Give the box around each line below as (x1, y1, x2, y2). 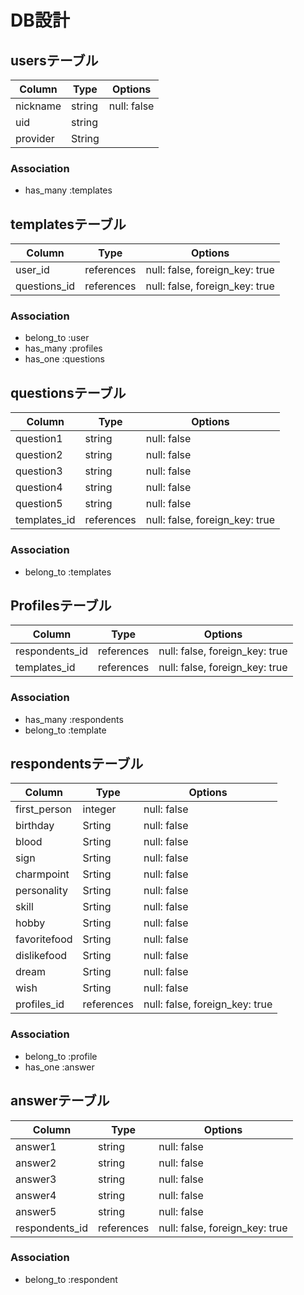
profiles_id (15, 997, 65, 1011)
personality (15, 884, 68, 898)
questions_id (15, 279, 76, 293)
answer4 (15, 1188, 57, 1202)
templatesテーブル (10, 216, 127, 233)
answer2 (15, 1156, 57, 1170)
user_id (15, 263, 50, 277)
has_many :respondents (24, 713, 124, 725)
